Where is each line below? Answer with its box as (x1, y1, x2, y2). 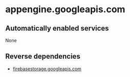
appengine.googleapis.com (5, 4, 125, 15)
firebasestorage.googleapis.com (12, 65, 82, 72)
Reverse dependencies (5, 52, 80, 61)
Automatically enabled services (5, 24, 109, 33)
